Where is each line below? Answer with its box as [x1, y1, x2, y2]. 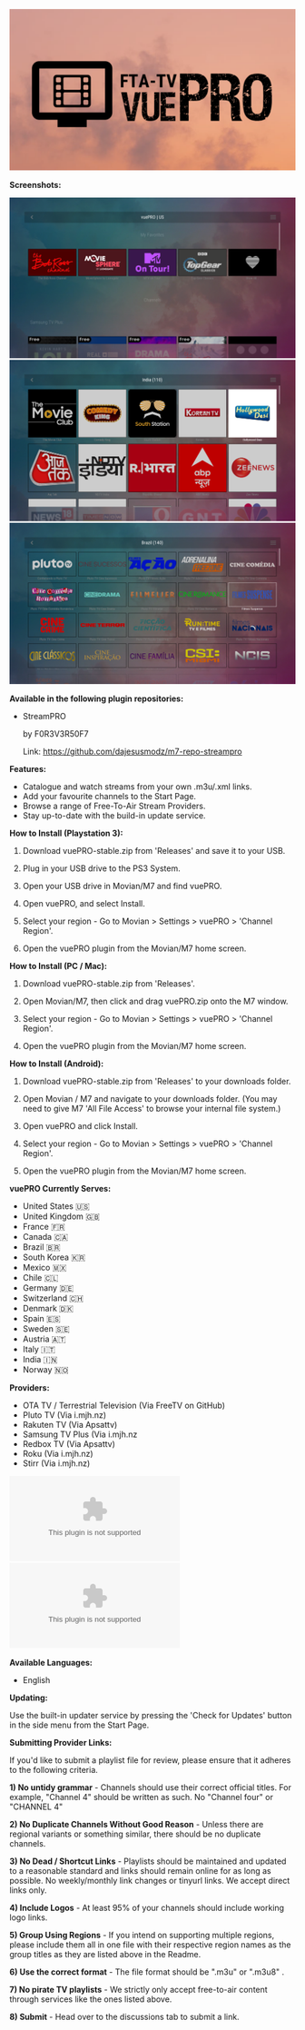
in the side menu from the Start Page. [9, 1719, 150, 1730]
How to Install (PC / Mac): [9, 961, 107, 972]
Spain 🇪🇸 [22, 1313, 61, 1324]
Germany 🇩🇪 [22, 1282, 74, 1293]
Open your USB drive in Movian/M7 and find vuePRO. [22, 881, 222, 892]
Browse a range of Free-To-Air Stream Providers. [22, 800, 206, 812]
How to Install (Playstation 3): [9, 827, 123, 839]
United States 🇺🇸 [22, 1201, 91, 1212]
